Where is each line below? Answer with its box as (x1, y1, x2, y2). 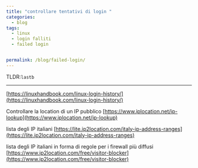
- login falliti (11, 36, 51, 42)
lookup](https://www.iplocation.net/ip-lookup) (6, 114, 118, 121)
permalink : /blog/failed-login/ (6, 57, 85, 63)
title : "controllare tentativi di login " (6, 8, 112, 15)
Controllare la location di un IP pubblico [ (6, 107, 105, 115)
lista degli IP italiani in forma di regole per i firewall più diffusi (6, 143, 154, 150)
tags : (6, 25, 19, 31)
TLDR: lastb (6, 73, 34, 80)
